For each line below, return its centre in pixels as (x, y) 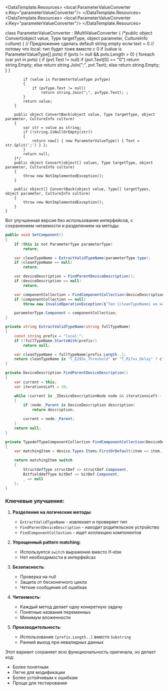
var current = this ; (35, 382)
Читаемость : (26, 597)
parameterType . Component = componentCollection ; (66, 313)
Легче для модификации (39, 672)
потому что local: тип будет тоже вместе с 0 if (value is (63, 49)
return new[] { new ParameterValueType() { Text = (86, 141)
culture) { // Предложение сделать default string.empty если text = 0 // (79, 44)
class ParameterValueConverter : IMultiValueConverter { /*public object (79, 33)
